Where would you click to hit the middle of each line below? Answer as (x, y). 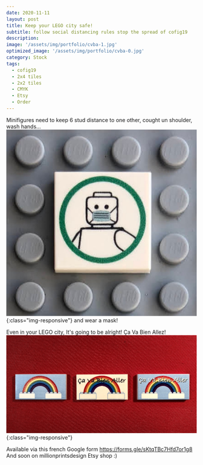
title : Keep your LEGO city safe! (50, 25)
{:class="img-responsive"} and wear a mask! (62, 320)
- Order (21, 102)
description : (23, 38)
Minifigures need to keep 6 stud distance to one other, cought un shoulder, (99, 120)
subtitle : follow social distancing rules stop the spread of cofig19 (97, 32)
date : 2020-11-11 (28, 13)
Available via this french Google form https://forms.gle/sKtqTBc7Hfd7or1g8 (99, 449)
